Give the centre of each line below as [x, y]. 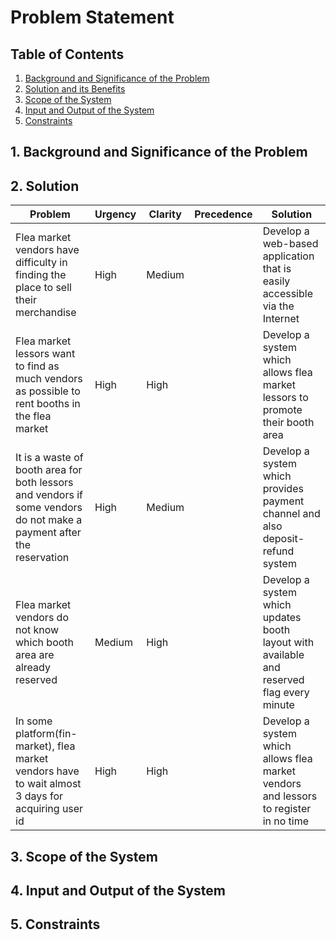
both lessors [44, 483]
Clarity [165, 214]
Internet [281, 319]
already [33, 668]
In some [34, 721]
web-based [290, 244]
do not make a [49, 520]
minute [278, 705]
